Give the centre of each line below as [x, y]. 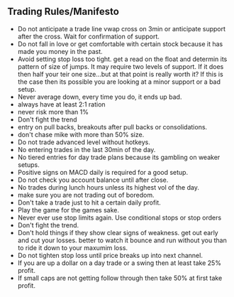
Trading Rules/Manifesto [63, 12]
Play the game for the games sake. [68, 210]
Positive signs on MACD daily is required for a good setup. [103, 172]
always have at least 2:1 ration [61, 104]
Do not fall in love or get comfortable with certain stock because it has [120, 44]
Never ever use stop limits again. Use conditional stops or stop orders [119, 217]
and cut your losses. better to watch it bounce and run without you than [122, 240]
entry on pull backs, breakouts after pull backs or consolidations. [112, 126]
